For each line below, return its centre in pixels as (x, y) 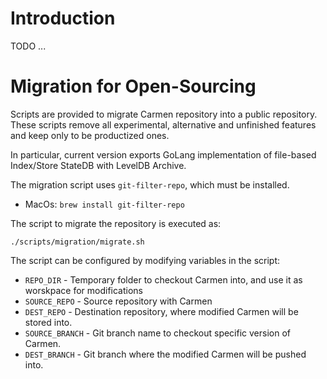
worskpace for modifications (83, 290)
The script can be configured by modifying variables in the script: (145, 260)
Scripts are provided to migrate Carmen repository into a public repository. (164, 114)
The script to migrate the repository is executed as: (116, 223)
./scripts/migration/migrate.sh (77, 242)
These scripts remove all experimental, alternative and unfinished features (163, 124)
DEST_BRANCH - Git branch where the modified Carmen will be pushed (165, 354)
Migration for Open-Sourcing (133, 86)
